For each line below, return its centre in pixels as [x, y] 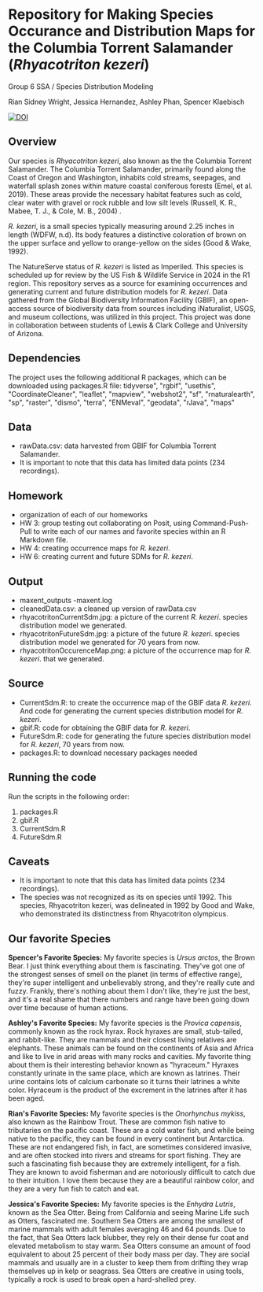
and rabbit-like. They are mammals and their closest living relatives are [122, 1040]
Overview [33, 142]
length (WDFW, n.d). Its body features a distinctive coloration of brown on [127, 235]
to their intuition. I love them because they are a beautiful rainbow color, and [131, 1181]
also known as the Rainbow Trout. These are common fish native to [117, 1122]
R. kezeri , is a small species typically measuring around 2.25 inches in [121, 226]
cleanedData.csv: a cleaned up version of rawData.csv [108, 609]
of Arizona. [26, 333]
